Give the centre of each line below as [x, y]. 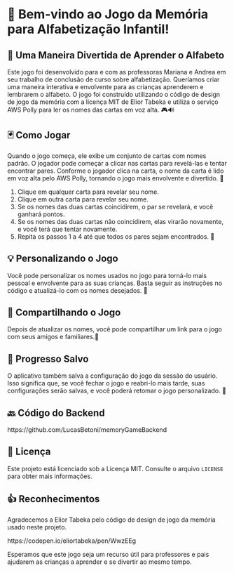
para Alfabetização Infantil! [88, 29]
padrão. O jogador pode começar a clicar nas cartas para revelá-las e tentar [117, 163]
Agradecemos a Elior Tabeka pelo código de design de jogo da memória [111, 520]
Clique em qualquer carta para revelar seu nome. [88, 192]
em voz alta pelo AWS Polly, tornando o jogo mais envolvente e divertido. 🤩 [116, 178]
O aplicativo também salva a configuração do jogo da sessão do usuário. [112, 376]
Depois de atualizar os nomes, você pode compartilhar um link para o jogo [115, 329]
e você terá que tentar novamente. [67, 229]
